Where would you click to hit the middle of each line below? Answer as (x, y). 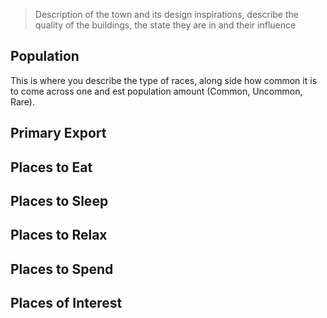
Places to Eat (51, 167)
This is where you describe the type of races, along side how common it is (164, 80)
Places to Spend (62, 269)
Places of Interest (66, 303)
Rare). (22, 101)
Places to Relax (59, 235)
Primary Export (58, 133)
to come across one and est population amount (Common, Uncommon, (156, 91)
